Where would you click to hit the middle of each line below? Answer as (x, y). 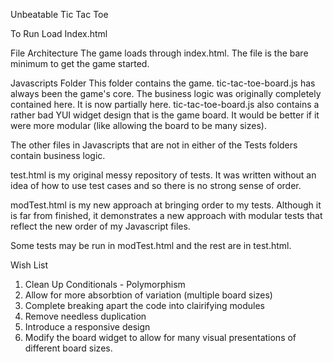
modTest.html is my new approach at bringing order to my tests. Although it (166, 205)
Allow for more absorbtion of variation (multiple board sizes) (148, 295)
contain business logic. (58, 155)
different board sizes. (68, 348)
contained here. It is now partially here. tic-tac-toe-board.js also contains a (165, 104)
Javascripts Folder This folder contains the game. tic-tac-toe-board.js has (163, 83)
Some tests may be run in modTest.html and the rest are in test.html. (151, 245)
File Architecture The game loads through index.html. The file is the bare (159, 53)
